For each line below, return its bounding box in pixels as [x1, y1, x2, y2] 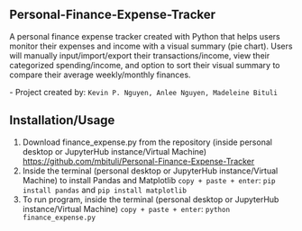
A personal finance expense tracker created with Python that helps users [9, 31, 281, 41]
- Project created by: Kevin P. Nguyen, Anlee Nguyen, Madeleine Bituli [9, 86, 278, 97]
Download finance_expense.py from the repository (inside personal [22, 137, 273, 147]
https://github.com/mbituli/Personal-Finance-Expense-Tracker [22, 155, 255, 166]
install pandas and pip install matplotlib [22, 184, 188, 195]
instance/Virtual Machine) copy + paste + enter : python [22, 203, 231, 214]
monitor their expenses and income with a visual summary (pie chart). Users [9, 40, 293, 51]
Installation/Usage [9, 112, 115, 129]
